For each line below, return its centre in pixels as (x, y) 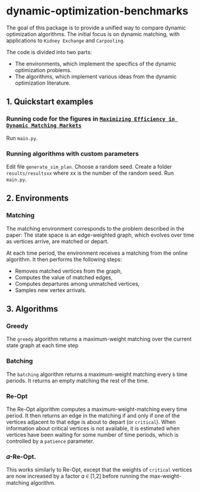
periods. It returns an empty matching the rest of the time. (78, 380)
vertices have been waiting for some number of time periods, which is (93, 434)
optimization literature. (43, 83)
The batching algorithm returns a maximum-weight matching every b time (97, 374)
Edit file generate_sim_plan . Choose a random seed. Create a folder (89, 166)
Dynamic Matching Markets (44, 126)
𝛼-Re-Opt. (21, 457)
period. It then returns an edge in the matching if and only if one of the (93, 415)
